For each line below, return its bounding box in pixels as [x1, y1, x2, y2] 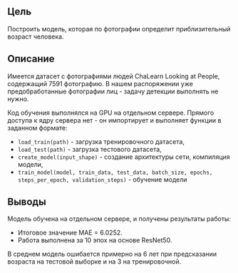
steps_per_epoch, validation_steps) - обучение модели [17, 175, 187, 184]
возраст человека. [7, 32, 64, 41]
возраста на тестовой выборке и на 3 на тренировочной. [7, 257, 182, 266]
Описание [7, 53, 55, 65]
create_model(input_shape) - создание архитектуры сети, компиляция [17, 153, 230, 161]
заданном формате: [7, 123, 68, 132]
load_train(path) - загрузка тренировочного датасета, [17, 137, 185, 145]
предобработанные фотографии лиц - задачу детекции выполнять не [7, 87, 219, 96]
